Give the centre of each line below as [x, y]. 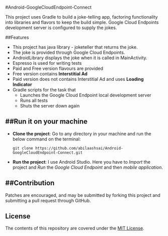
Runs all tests [34, 100]
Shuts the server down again [50, 106]
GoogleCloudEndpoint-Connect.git [48, 153]
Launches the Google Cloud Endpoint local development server [86, 95]
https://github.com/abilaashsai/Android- [79, 148]
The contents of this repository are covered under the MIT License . [75, 228]
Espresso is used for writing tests [47, 63]
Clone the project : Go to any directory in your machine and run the [82, 134]
